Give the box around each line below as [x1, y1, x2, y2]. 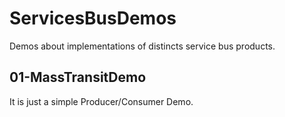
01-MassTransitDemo [9, 69, 147, 86]
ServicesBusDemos [9, 7, 177, 30]
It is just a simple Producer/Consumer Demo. [9, 95, 194, 107]
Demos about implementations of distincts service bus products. [9, 40, 276, 52]
